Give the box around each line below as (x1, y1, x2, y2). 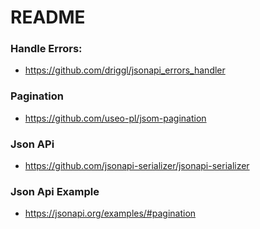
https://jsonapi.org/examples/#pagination (24, 207, 197, 220)
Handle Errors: (10, 42, 83, 56)
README (10, 6, 86, 29)
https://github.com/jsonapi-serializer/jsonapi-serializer (24, 160, 250, 172)
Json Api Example (10, 185, 100, 198)
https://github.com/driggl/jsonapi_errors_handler (24, 64, 226, 76)
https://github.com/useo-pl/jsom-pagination (24, 112, 207, 124)
